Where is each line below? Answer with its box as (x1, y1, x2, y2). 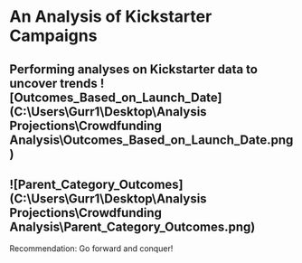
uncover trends (9, 75, 98, 91)
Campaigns (9, 25, 98, 46)
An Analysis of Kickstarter (9, 6, 212, 27)
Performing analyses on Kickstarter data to (9, 61, 258, 77)
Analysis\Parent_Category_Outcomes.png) (9, 219, 256, 234)
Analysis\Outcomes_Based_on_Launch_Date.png (9, 132, 294, 147)
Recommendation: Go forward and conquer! (9, 243, 174, 254)
